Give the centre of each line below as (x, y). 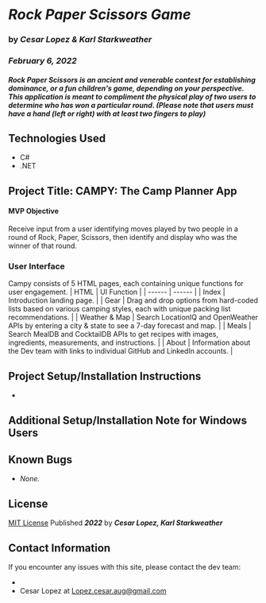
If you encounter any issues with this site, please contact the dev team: (124, 566)
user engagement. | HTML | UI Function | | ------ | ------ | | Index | (117, 292)
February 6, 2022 (42, 61)
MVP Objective (34, 211)
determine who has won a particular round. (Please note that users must (131, 105)
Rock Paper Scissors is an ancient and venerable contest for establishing (132, 79)
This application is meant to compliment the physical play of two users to (132, 96)
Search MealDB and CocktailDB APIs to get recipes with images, (113, 334)
